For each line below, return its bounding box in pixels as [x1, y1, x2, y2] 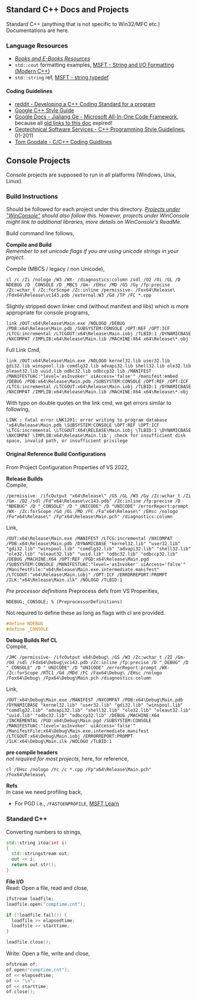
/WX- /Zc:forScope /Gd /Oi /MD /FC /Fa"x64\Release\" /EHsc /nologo [6, 508, 178, 514]
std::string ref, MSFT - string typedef [14, 74, 109, 81]
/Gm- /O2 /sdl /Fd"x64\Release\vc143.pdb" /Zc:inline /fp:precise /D [6, 498, 181, 504]
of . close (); [6, 989, 35, 995]
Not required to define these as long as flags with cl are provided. [6, 609, 166, 616]
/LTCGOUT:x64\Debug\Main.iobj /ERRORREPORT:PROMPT [6, 733, 133, 739]
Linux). [6, 178, 23, 185]
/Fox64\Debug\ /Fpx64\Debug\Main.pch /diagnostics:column [6, 675, 152, 681]
